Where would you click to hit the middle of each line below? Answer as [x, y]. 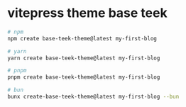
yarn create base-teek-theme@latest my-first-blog [84, 58]
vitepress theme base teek [88, 13]
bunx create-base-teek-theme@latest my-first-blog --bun [93, 97]
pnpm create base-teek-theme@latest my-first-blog [84, 77]
